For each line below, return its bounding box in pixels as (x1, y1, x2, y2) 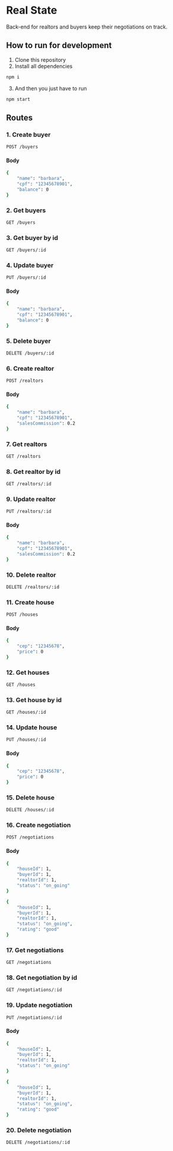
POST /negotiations (6, 834, 55, 840)
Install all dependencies (14, 62, 73, 69)
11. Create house (6, 598, 55, 606)
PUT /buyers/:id (6, 274, 46, 281)
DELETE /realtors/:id (6, 584, 60, 590)
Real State (6, 4, 57, 17)
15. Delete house (6, 793, 55, 802)
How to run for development (6, 40, 112, 50)
